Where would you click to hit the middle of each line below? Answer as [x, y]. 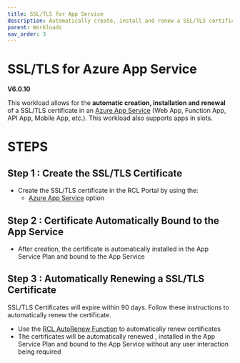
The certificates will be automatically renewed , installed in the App [116, 336]
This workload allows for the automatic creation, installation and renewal [117, 103]
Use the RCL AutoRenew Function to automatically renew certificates [119, 329]
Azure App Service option [66, 198]
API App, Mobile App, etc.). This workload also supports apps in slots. [110, 118]
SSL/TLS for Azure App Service [102, 69]
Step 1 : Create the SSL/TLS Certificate [95, 173]
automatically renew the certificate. [60, 314]
